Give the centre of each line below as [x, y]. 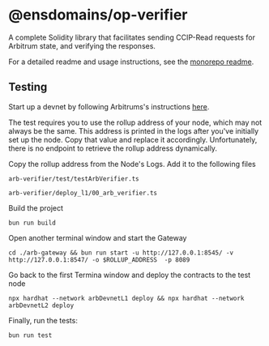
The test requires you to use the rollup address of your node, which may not [135, 122]
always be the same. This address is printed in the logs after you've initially [134, 130]
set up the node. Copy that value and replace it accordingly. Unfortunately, [133, 139]
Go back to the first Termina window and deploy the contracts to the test [130, 275]
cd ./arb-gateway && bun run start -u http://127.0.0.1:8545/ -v [121, 253]
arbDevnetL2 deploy [41, 305]
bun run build [32, 223]
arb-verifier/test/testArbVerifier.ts [74, 179]
